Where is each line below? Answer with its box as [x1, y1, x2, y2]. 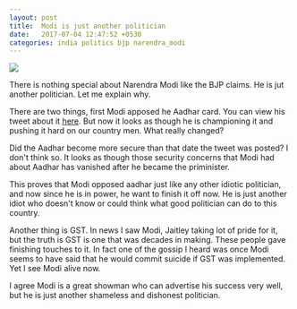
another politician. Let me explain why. [9, 89, 151, 99]
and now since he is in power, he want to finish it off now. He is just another [9, 189, 288, 200]
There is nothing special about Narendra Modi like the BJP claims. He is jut [9, 80, 284, 90]
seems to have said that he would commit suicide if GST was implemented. [9, 253, 286, 264]
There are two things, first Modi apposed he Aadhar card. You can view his [9, 107, 285, 117]
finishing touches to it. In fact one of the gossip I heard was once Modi [9, 244, 269, 255]
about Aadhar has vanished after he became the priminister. [9, 162, 231, 173]
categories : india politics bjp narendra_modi [9, 38, 186, 47]
